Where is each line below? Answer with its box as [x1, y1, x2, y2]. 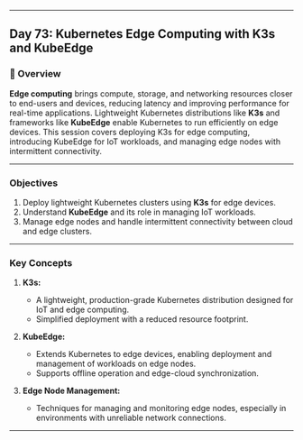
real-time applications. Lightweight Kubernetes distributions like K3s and [9, 107, 280, 118]
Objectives [9, 177, 59, 189]
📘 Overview [9, 68, 61, 80]
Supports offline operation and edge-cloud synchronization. [35, 368, 260, 379]
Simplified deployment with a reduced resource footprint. [35, 314, 249, 325]
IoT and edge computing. [35, 304, 130, 316]
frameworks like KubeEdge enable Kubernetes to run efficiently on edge [9, 116, 279, 127]
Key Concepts [9, 256, 73, 269]
